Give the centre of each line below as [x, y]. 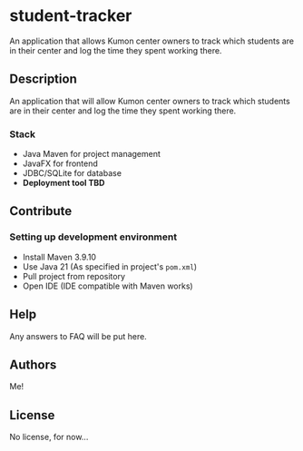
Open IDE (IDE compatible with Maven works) [108, 286]
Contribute [41, 211]
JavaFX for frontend [60, 163]
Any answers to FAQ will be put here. [78, 336]
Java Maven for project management [92, 154]
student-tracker [71, 16]
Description [43, 79]
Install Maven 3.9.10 [59, 257]
